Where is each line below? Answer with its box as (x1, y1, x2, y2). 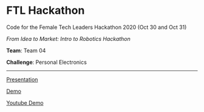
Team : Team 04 (6, 46, 46, 54)
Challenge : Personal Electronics (6, 58, 87, 66)
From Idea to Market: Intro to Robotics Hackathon (6, 35, 131, 42)
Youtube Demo (6, 99, 44, 106)
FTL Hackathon (6, 4, 85, 17)
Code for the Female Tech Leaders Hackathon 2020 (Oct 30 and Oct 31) (6, 23, 187, 31)
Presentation (6, 76, 38, 83)
